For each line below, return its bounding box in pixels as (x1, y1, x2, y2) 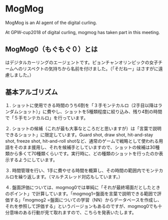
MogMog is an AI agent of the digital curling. (5, 20, 97, 26)
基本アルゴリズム (5, 88, 58, 97)
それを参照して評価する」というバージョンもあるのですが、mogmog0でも (5, 203, 158, 209)
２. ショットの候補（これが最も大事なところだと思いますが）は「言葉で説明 (5, 125, 161, 131)
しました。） (9, 72, 34, 78)
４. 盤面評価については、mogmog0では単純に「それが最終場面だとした (5, 184, 152, 190)
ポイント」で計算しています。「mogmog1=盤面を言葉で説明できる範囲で (9, 190, 157, 196)
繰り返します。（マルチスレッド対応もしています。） (18, 173, 123, 179)
